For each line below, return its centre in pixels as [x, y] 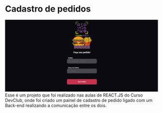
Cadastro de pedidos [48, 9]
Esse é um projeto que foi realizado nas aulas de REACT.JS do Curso [74, 95]
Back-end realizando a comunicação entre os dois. [56, 106]
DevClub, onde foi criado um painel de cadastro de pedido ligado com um [79, 100]
